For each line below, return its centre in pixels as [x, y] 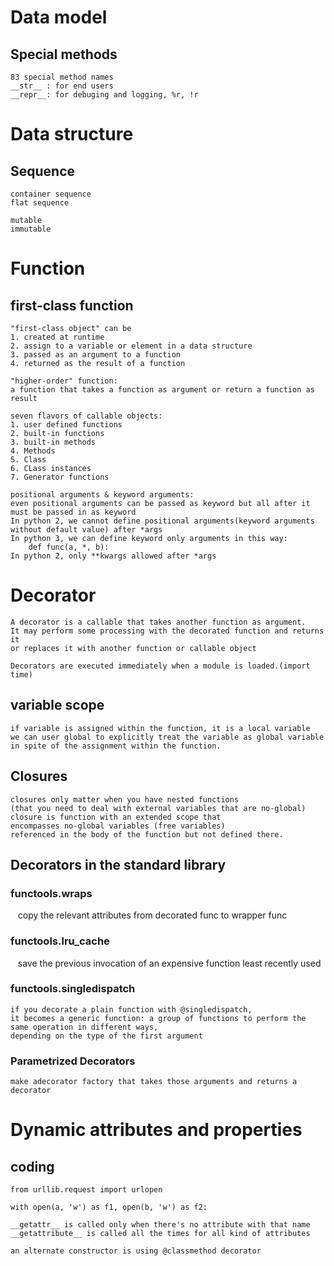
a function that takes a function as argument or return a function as [162, 390]
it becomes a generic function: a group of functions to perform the [158, 1018]
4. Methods [33, 451]
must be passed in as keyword [73, 512]
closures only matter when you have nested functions [125, 799]
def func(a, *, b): [69, 547]
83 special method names [62, 77]
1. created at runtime [57, 337]
